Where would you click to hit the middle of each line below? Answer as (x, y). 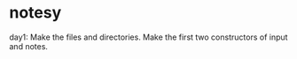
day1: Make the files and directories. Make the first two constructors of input (148, 37)
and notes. (29, 46)
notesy (35, 13)
